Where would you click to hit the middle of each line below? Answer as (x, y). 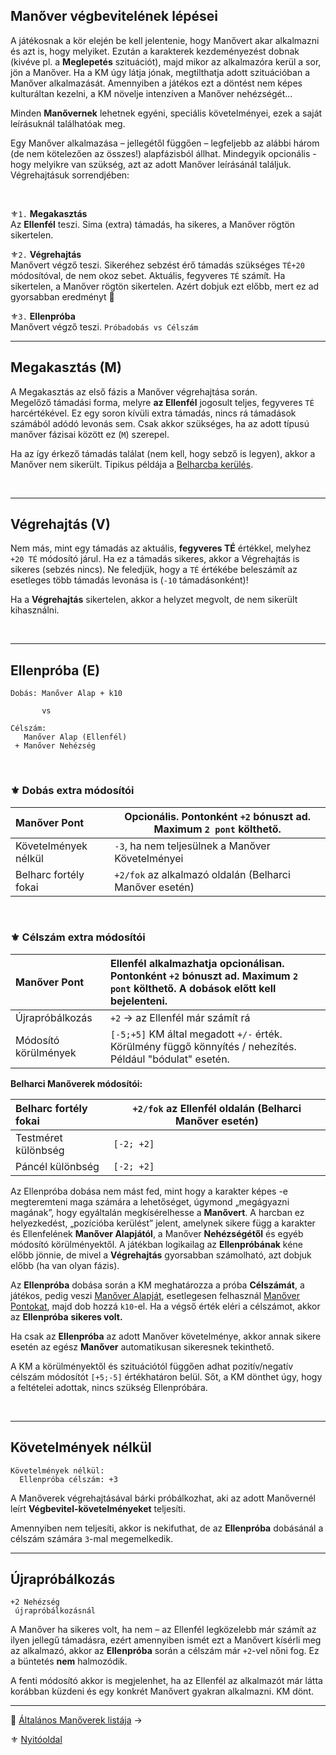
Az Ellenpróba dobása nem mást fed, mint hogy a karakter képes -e (149, 1191)
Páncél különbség (57, 1166)
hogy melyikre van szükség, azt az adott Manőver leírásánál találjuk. (151, 164)
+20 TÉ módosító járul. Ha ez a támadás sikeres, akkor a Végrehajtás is (155, 559)
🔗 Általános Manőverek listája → (76, 1720)
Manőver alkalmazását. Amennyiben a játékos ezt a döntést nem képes (156, 83)
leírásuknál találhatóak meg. (68, 123)
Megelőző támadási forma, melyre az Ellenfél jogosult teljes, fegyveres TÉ (162, 402)
